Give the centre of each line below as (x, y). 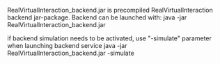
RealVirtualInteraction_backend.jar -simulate (71, 53)
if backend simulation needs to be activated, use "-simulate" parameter (110, 38)
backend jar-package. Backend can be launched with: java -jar (97, 17)
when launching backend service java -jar (67, 46)
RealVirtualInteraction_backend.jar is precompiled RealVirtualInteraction (110, 10)
